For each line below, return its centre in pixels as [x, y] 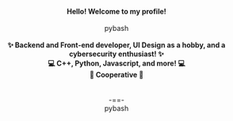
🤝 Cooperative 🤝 [116, 75]
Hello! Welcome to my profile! [116, 11]
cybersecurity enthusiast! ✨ [116, 54]
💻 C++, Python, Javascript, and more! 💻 [116, 63]
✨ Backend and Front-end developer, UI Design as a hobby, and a [116, 45]
